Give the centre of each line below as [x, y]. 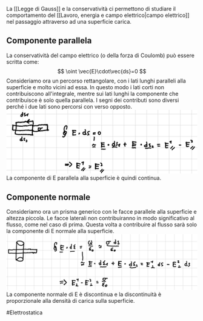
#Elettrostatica [25, 313]
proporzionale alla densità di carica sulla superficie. [71, 300]
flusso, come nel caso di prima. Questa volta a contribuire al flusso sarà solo [101, 225]
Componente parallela [49, 41]
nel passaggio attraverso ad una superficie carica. [69, 22]
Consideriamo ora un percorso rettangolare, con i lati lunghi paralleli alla [96, 81]
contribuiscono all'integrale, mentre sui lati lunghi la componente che [92, 93]
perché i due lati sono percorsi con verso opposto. [69, 106]
